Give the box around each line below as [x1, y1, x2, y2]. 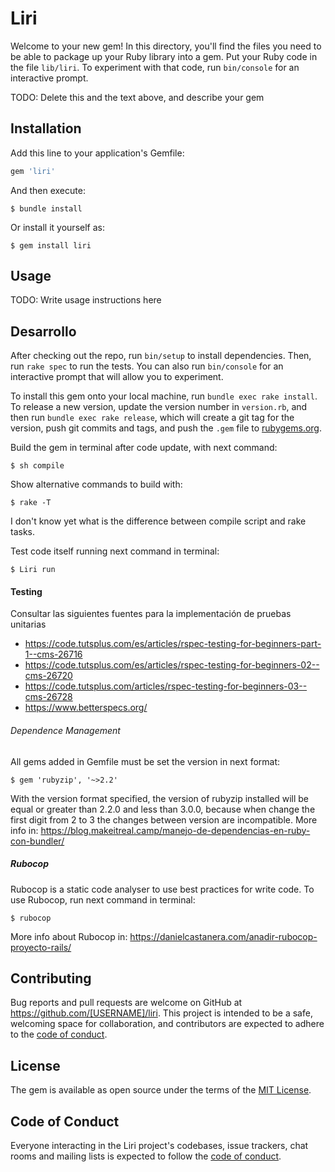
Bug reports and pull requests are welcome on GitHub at [10, 997, 243, 1009]
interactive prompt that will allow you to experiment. [10, 371, 224, 383]
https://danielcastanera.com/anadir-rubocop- [129, 930, 318, 942]
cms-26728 [24, 691, 73, 703]
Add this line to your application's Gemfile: [10, 147, 185, 159]
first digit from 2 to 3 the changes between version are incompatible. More [10, 813, 318, 826]
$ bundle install [10, 203, 83, 214]
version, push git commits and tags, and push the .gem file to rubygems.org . [10, 422, 323, 434]
